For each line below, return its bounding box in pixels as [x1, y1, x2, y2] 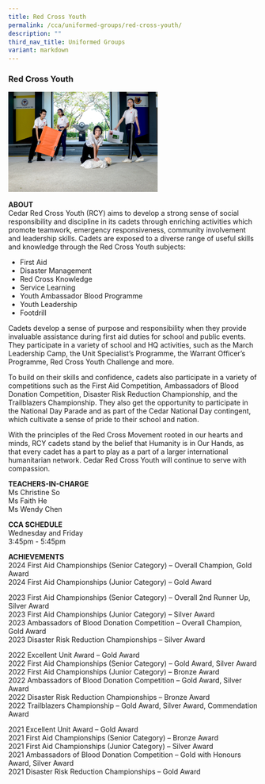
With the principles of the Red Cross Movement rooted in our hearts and [8, 429, 244, 440]
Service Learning [19, 282, 76, 292]
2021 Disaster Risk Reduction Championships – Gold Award [8, 767, 201, 776]
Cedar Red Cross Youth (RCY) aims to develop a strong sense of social [8, 208, 240, 217]
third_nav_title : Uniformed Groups [8, 38, 126, 46]
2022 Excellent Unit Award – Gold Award [8, 650, 140, 659]
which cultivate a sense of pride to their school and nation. [8, 414, 199, 424]
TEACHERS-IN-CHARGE [8, 478, 89, 488]
